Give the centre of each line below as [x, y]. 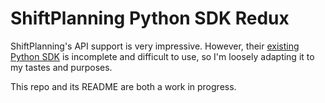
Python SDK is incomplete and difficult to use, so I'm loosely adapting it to [162, 56]
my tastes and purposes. [61, 67]
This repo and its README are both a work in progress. [123, 86]
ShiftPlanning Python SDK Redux [150, 18]
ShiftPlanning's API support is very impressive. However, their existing [155, 46]
